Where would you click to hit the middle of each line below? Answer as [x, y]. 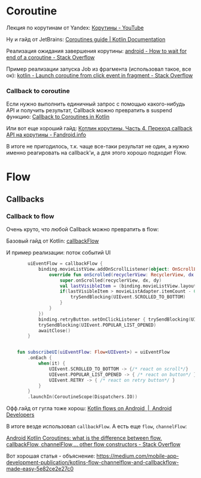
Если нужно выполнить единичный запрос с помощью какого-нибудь [96, 104]
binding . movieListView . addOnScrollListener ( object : [104, 269]
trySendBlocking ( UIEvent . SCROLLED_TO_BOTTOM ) [128, 297]
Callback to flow [30, 216]
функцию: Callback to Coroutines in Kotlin [58, 117]
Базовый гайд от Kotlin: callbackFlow [53, 241]
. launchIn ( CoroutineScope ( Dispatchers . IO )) [83, 397]
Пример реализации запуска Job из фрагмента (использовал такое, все [99, 69]
